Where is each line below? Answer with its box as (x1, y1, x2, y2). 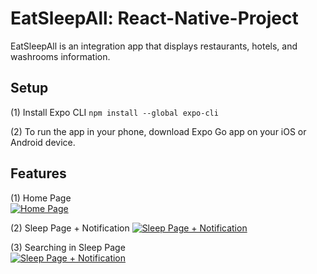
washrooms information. (10, 50, 111, 62)
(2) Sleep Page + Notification (10, 222, 130, 234)
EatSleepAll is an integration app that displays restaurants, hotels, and (10, 40, 298, 52)
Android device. (10, 136, 76, 148)
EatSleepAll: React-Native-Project (10, 7, 299, 30)
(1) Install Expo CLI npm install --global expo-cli (10, 106, 219, 118)
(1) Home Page (10, 192, 72, 204)
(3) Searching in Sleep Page (10, 241, 126, 253)
